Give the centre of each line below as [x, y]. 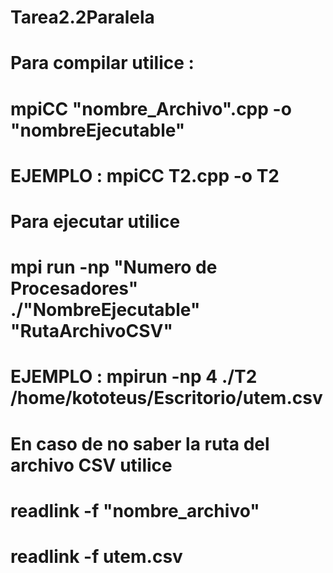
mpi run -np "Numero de [114, 267]
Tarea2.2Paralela [82, 17]
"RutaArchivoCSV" [91, 331]
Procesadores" [74, 288]
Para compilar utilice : [102, 63]
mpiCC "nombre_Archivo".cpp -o [151, 108]
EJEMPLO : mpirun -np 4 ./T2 [134, 377]
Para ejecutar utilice [95, 221]
